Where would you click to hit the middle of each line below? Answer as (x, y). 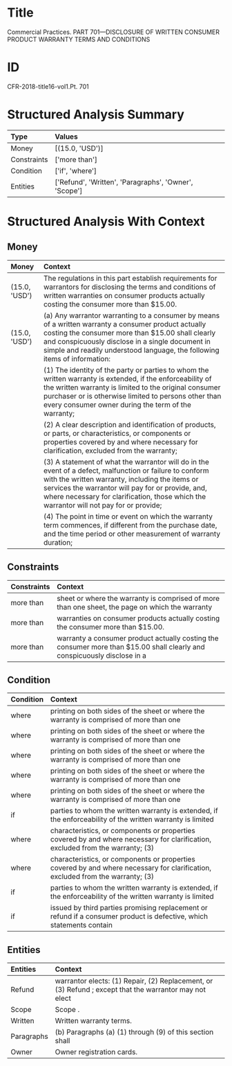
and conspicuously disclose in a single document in (127, 341)
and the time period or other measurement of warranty (132, 534)
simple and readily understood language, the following (132, 350)
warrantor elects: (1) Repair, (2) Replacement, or (134, 981)
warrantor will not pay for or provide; (103, 505)
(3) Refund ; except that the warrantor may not (130, 990)
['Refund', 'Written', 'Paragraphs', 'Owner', (124, 182)
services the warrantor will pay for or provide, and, (125, 488)
